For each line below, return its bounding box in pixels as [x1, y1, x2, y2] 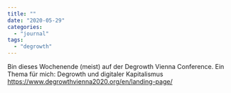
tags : [7, 37, 23, 44]
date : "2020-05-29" [7, 17, 65, 24]
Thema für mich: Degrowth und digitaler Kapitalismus [7, 70, 163, 78]
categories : [7, 23, 43, 30]
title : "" [7, 10, 37, 18]
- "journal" [14, 30, 50, 37]
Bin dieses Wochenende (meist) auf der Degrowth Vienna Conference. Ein [7, 63, 225, 70]
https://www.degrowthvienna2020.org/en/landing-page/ [7, 77, 173, 85]
